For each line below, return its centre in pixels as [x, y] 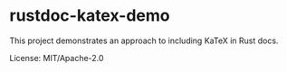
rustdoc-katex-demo [90, 16]
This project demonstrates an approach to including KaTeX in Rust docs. [144, 40]
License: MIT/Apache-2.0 [57, 58]
